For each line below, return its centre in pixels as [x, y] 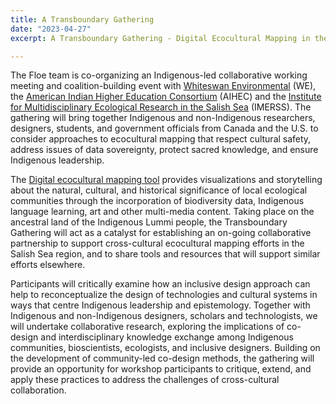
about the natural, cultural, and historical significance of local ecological [159, 190]
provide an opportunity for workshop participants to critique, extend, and [161, 369]
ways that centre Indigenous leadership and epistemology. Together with [160, 305]
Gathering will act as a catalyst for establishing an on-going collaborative [161, 233]
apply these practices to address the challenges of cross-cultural [145, 380]
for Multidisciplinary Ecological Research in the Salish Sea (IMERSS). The [161, 107]
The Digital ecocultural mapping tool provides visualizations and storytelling [166, 180]
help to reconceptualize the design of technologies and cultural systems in [164, 295]
